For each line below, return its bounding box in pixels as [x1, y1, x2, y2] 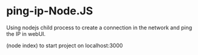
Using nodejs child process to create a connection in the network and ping [6, 24, 193, 31]
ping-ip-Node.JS [6, 4, 93, 18]
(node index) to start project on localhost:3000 [6, 42, 123, 49]
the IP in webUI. [6, 30, 46, 37]
